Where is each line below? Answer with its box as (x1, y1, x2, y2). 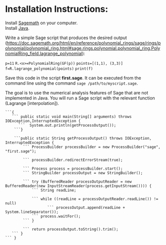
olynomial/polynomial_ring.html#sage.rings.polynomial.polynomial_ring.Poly (5, 45, 161, 51)
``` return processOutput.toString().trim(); (23, 227, 119, 232)
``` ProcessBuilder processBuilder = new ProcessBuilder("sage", (23, 145, 161, 149)
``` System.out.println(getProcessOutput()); (18, 123, 116, 128)
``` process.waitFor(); (31, 214, 81, 219)
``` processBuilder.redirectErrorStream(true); (23, 157, 123, 162)
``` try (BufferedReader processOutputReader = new (23, 179, 132, 184)
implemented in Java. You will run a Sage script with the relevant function (5, 95, 155, 101)
